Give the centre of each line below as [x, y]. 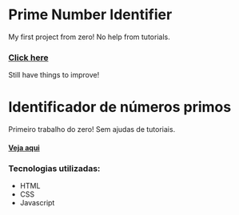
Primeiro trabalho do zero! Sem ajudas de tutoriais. [92, 129]
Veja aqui [24, 147]
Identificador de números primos [120, 107]
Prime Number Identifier [90, 15]
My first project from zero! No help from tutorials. [89, 37]
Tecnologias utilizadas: [54, 168]
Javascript [37, 203]
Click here [28, 58]
